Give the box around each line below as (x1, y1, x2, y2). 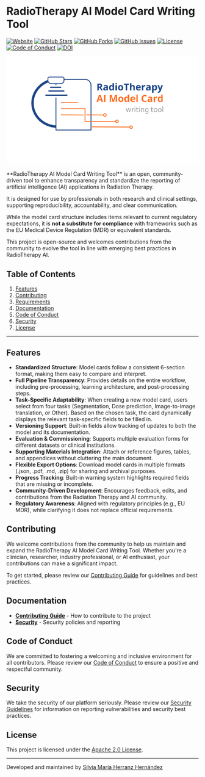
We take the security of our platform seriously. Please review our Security (6, 699, 192, 706)
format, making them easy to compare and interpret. (15, 370, 147, 378)
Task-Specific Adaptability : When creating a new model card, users (15, 396, 188, 403)
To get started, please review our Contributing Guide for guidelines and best (6, 571, 198, 579)
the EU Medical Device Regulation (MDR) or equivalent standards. (6, 226, 172, 234)
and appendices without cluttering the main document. (15, 455, 153, 462)
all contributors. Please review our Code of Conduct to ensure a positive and (6, 659, 199, 666)
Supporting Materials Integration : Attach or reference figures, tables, (15, 448, 191, 455)
